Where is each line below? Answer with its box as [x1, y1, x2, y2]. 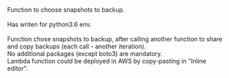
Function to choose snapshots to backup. [7, 6, 126, 14]
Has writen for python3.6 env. [7, 20, 92, 28]
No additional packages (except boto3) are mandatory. [7, 50, 163, 57]
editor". [7, 64, 28, 72]
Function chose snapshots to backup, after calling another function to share [7, 35, 223, 43]
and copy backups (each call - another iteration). [7, 42, 146, 50]
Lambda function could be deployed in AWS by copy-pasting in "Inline [7, 57, 207, 65]
